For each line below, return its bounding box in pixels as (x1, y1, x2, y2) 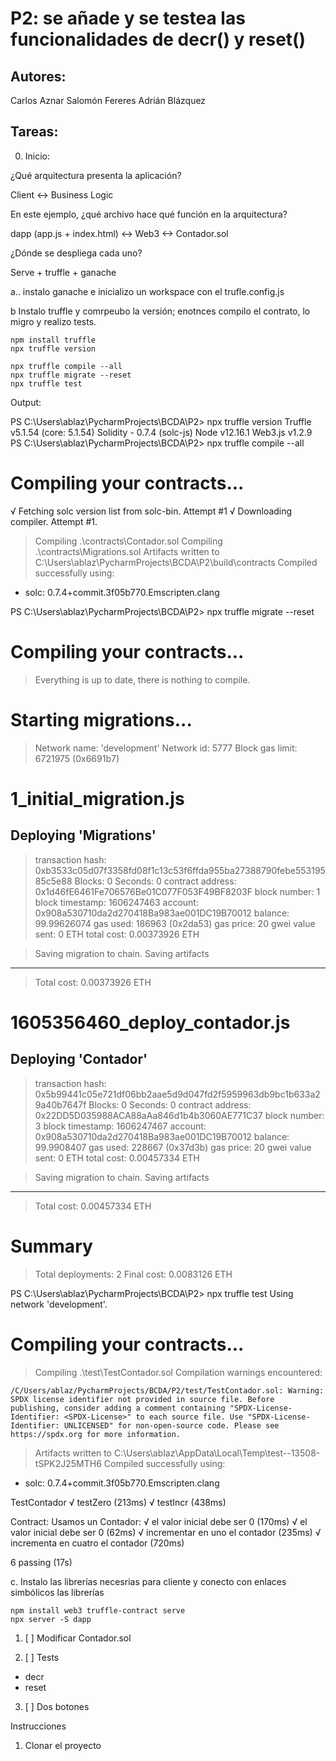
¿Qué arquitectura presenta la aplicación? (10, 169, 182, 181)
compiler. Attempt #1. (10, 515, 98, 527)
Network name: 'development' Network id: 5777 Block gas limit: (34, 742, 298, 754)
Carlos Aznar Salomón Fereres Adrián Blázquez (10, 95, 207, 106)
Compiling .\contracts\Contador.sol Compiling (34, 535, 223, 547)
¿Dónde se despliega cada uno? (10, 247, 143, 259)
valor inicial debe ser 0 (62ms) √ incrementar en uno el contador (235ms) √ (10, 1526, 322, 1538)
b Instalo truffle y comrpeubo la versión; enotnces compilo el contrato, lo (10, 305, 311, 317)
